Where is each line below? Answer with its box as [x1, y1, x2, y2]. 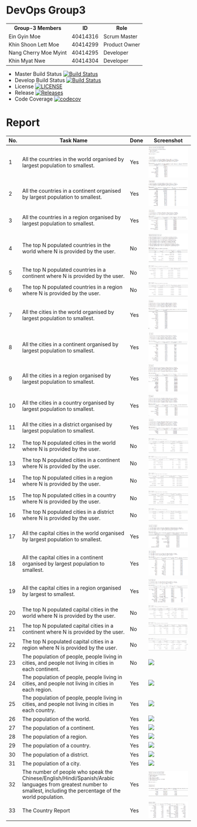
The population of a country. [22, 742, 91, 749]
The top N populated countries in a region [22, 283, 123, 290]
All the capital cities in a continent [22, 554, 104, 561]
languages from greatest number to [22, 781, 108, 788]
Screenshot [154, 137, 183, 144]
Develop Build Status [14, 76, 66, 83]
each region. [22, 686, 53, 694]
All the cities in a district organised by [22, 421, 113, 428]
